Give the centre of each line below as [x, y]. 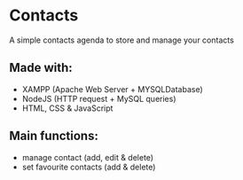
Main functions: [54, 136]
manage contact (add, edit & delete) [87, 157]
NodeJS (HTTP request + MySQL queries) [99, 98]
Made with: [41, 68]
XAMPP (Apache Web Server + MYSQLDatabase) [113, 89]
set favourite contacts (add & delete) [89, 167]
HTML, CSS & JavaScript [67, 108]
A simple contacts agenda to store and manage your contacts [122, 40]
